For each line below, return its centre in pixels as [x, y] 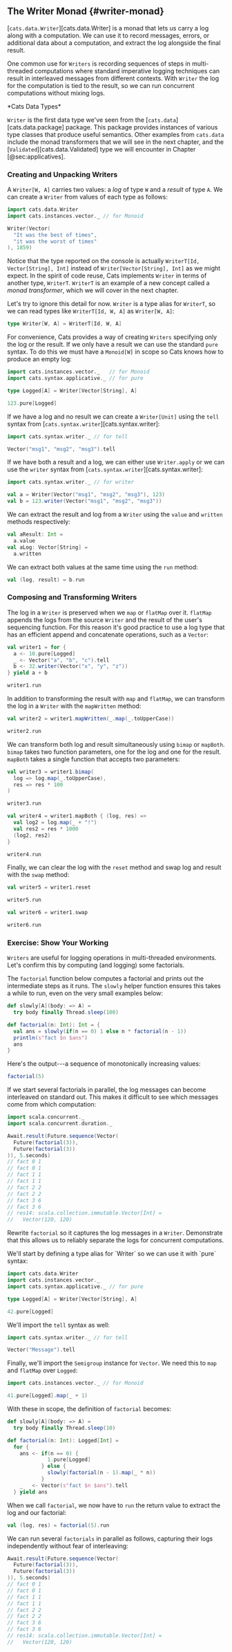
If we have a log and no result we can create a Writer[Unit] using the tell [113, 416]
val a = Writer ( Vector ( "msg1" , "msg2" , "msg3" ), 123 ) [86, 495]
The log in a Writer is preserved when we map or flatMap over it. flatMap [109, 612]
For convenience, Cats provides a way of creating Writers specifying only [112, 337]
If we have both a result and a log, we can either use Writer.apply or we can [116, 462]
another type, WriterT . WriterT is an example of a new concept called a [108, 283]
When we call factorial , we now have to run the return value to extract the [114, 1505]
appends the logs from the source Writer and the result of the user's [105, 619]
